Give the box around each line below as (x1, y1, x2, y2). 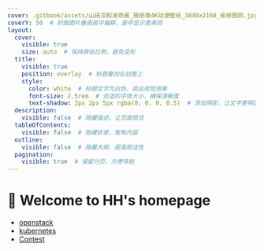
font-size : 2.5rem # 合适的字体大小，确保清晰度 (28, 92, 179, 100)
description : (14, 107, 58, 115)
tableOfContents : (14, 121, 72, 129)
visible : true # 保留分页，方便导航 (21, 158, 135, 166)
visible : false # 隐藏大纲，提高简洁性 (21, 143, 144, 151)
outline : (14, 135, 43, 144)
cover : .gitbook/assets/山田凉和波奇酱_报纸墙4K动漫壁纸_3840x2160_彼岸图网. (7, 11, 247, 20)
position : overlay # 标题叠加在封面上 (21, 70, 143, 78)
